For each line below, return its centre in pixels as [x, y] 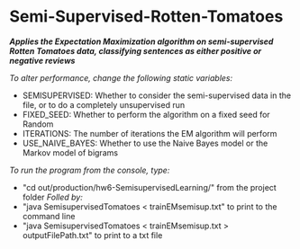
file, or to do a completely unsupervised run [104, 104]
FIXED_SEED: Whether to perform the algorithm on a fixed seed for [146, 114]
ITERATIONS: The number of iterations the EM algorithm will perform [150, 133]
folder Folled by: [52, 197]
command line [49, 216]
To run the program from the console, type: [90, 170]
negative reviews [42, 60]
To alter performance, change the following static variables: [121, 77]
